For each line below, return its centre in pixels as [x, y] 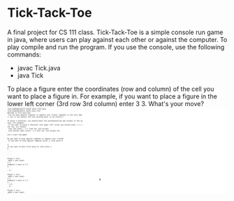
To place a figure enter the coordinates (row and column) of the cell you [111, 89]
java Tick [30, 75]
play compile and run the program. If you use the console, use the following [116, 47]
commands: [24, 54]
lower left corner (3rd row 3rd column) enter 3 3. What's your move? [106, 103]
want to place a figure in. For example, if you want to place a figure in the [112, 96]
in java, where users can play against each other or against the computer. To [117, 39]
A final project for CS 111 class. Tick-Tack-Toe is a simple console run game [115, 32]
